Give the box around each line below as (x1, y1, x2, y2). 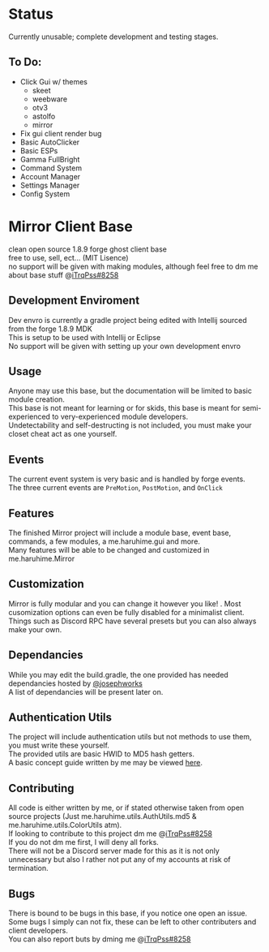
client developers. (8, 926, 69, 935)
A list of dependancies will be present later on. (8, 687, 164, 696)
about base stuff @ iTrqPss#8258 (8, 269, 119, 280)
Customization (8, 577, 85, 591)
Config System (19, 188, 70, 199)
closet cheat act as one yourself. (8, 429, 117, 439)
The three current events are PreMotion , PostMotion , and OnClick (8, 483, 223, 493)
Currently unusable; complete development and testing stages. (8, 32, 219, 41)
